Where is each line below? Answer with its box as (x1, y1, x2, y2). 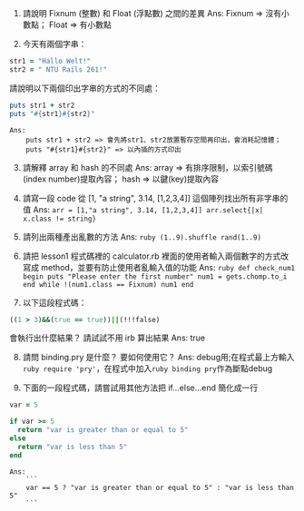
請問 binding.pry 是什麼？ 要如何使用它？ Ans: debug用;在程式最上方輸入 (22, 352, 295, 363)
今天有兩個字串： (22, 39, 87, 49)
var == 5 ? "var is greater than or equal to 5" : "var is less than (25, 483, 295, 492)
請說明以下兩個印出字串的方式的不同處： (9, 83, 161, 93)
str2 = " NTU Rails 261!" (9, 64, 107, 74)
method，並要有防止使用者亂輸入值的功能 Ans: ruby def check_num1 (40, 261, 296, 272)
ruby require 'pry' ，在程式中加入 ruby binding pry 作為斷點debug (22, 363, 273, 374)
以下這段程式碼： (22, 297, 87, 308)
